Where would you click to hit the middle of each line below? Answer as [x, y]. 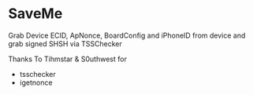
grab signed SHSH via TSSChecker [65, 43]
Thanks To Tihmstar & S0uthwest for [68, 59]
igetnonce [36, 82]
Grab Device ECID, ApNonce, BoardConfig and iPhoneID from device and [127, 35]
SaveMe [35, 14]
